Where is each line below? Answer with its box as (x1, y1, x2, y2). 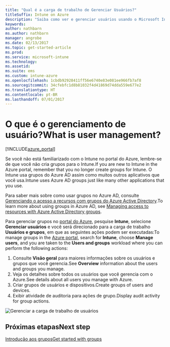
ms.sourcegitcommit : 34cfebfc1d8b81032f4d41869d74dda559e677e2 (5, 82, 142, 88)
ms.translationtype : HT (5, 87, 56, 93)
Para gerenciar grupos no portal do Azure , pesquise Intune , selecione (5, 219, 151, 225)
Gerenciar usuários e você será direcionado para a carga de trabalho (5, 224, 151, 230)
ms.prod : (5, 50, 24, 55)
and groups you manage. (12, 266, 65, 272)
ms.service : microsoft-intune (5, 54, 69, 60)
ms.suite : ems (5, 69, 35, 74)
